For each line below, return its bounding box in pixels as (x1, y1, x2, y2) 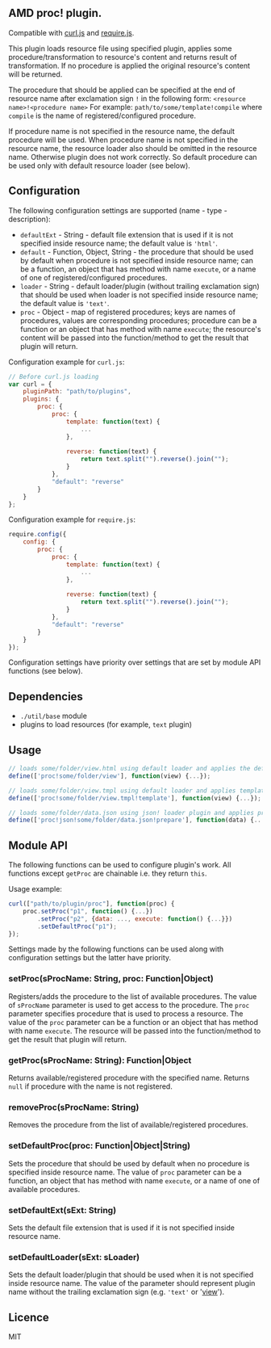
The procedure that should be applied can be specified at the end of (8, 85, 236, 94)
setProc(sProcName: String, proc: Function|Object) (8, 973, 214, 985)
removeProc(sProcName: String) (8, 1102, 140, 1113)
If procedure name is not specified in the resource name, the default (8, 126, 236, 136)
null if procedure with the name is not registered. (8, 1081, 173, 1091)
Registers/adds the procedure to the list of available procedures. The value (8, 991, 257, 1001)
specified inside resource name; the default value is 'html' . (19, 238, 218, 248)
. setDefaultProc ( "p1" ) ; (37, 922, 117, 930)
